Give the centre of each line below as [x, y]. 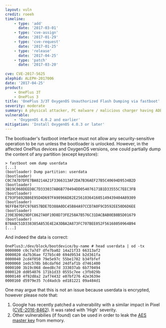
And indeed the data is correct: [37, 237]
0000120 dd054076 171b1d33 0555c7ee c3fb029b [53, 272]
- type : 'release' [33, 51]
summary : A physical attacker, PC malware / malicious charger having [79, 111]
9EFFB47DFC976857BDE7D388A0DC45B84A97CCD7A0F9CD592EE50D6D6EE [70, 206]
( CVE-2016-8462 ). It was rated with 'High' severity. [64, 310]
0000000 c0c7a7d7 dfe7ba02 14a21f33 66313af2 [53, 250]
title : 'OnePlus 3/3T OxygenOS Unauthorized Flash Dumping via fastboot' [83, 102]
